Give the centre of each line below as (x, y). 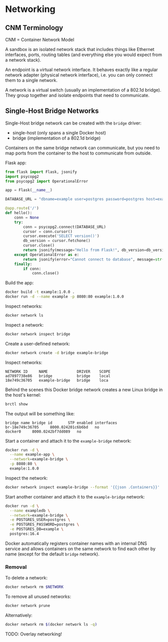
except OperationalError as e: (47, 254)
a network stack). (23, 60)
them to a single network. (31, 80)
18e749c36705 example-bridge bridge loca (57, 380)
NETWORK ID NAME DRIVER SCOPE (58, 371)
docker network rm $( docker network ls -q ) (51, 624)
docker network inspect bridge (38, 334)
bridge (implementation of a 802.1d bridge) (56, 138)
